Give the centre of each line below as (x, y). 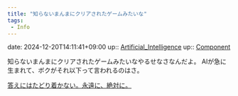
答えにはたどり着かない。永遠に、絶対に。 (70, 85)
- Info (20, 27)
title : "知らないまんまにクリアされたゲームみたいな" (77, 14)
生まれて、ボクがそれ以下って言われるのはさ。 (75, 71)
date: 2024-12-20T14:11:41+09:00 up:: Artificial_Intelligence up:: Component (119, 47)
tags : (15, 20)
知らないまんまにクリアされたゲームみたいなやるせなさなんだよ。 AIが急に (117, 61)
